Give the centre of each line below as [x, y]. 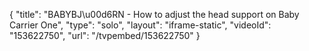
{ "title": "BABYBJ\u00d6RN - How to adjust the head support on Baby [154, 14]
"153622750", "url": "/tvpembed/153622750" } [105, 35]
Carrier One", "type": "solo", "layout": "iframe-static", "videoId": [140, 25]
